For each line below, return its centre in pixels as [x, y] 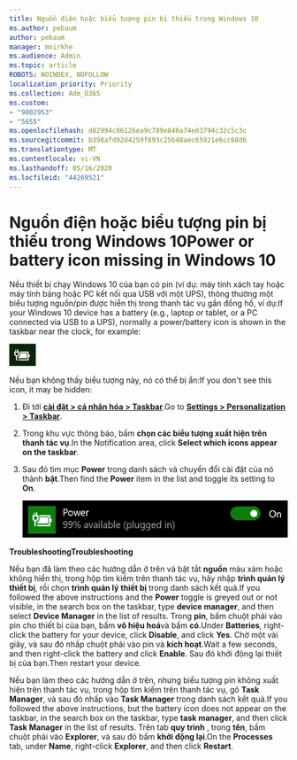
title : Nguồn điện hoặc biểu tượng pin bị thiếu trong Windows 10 [134, 19]
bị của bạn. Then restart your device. [75, 663]
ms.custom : [29, 103]
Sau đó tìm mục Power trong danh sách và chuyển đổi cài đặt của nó [148, 469]
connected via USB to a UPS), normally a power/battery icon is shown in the [148, 322]
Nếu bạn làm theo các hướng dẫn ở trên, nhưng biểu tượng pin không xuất [144, 680]
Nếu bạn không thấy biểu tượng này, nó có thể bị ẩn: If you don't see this [141, 380]
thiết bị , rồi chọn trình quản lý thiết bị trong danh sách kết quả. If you [135, 588]
